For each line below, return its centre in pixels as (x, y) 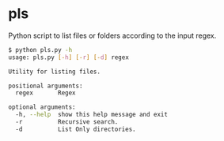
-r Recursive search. (67, 122)
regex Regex (46, 93)
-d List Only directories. (76, 129)
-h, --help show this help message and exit (92, 115)
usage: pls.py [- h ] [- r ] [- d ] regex (68, 57)
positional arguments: (46, 86)
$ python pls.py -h (40, 50)
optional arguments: (42, 107)
